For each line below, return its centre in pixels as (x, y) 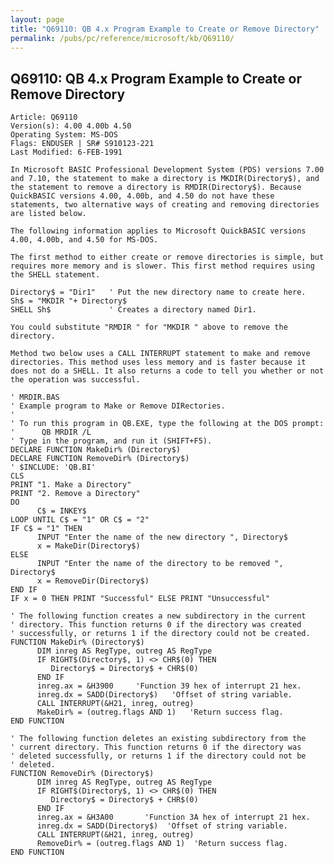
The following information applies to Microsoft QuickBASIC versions (158, 231)
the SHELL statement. (55, 275)
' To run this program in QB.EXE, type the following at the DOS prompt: (167, 424)
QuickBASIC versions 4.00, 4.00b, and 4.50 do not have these (142, 196)
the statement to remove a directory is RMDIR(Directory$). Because (156, 187)
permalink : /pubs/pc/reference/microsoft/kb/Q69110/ (122, 38)
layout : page (37, 19)
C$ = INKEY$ (61, 511)
